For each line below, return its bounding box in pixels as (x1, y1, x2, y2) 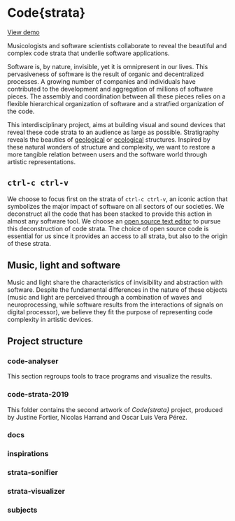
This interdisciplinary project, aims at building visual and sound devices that (7, 120, 226, 129)
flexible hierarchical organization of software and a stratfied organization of (7, 99, 225, 108)
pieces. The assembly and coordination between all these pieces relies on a (7, 92, 226, 101)
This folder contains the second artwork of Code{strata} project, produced (7, 405, 223, 413)
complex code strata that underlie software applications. (7, 49, 170, 57)
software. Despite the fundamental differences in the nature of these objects (7, 285, 228, 294)
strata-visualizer (7, 487, 65, 497)
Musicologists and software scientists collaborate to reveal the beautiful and (7, 41, 227, 50)
